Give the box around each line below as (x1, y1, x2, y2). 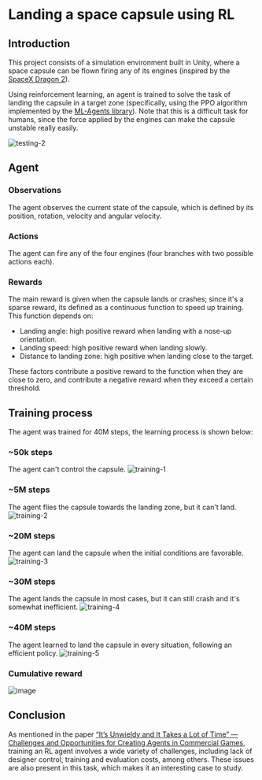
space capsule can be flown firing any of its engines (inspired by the (8, 66, 231, 76)
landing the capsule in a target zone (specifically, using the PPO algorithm (8, 98, 248, 107)
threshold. (8, 383, 42, 393)
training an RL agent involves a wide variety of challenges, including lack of (8, 746, 253, 756)
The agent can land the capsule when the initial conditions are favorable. (8, 548, 244, 557)
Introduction (8, 37, 71, 50)
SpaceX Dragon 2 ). (8, 75, 70, 83)
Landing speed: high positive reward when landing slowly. (19, 343, 208, 353)
